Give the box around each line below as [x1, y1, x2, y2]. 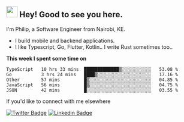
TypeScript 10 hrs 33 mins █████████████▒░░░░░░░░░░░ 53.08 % [6, 66, 179, 72]
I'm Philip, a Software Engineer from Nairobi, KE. [6, 25, 126, 33]
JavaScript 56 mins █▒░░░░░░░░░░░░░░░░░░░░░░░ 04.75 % [6, 82, 179, 88]
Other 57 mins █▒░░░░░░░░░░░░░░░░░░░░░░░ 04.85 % [6, 77, 179, 83]
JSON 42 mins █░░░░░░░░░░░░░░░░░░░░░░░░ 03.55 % [6, 87, 179, 93]
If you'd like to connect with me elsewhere [6, 98, 111, 105]
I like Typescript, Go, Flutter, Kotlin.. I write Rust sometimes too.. [14, 43, 173, 51]
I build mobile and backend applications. [14, 37, 115, 44]
